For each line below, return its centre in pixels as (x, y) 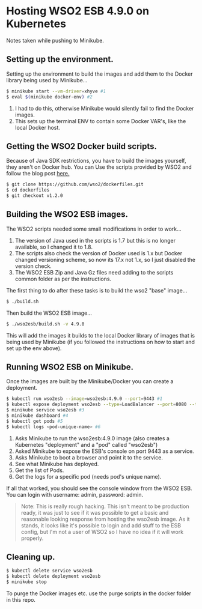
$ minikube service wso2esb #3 (45, 410)
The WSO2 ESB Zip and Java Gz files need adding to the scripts (94, 272)
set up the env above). (34, 348)
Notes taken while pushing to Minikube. (55, 40)
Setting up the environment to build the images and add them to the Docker (99, 74)
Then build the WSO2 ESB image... (49, 313)
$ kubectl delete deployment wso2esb (54, 577)
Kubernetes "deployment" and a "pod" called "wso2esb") (86, 444)
